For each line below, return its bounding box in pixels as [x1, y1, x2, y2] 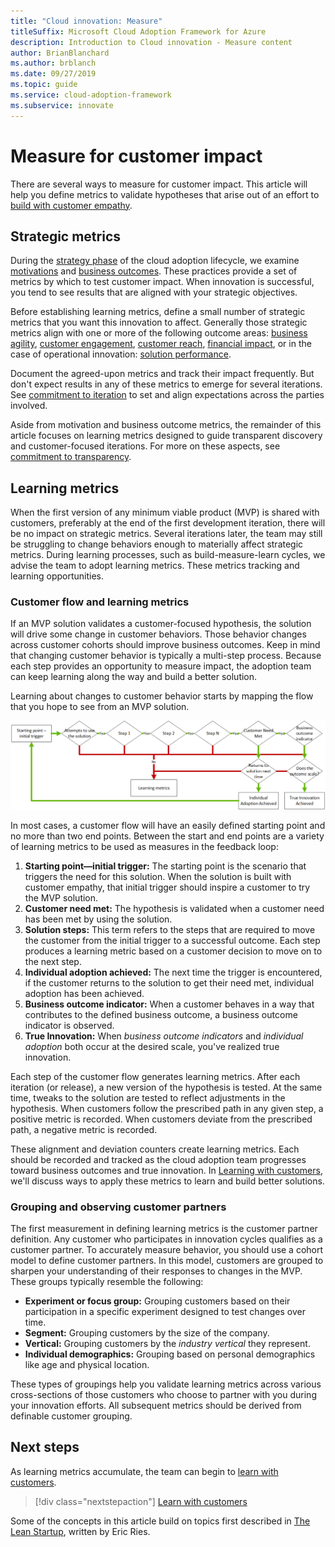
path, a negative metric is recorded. [10, 1123, 158, 1135]
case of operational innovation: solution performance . [10, 348, 232, 360]
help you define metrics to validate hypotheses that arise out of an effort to [10, 188, 320, 200]
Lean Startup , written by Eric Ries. [10, 1525, 151, 1537]
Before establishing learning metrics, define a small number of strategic [10, 306, 306, 318]
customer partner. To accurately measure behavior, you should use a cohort [10, 1244, 324, 1256]
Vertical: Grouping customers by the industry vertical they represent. [24, 1338, 311, 1350]
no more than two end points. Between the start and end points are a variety [10, 830, 325, 842]
